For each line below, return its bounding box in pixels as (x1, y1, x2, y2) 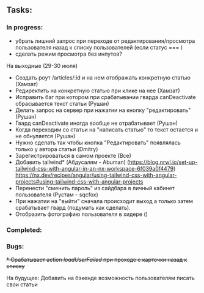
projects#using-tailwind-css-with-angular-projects (15, 177, 144, 185)
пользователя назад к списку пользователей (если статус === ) (15, 43, 183, 51)
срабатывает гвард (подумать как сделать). (15, 204, 131, 211)
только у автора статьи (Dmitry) (15, 145, 98, 152)
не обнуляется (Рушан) (15, 132, 76, 139)
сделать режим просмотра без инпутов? (15, 50, 122, 57)
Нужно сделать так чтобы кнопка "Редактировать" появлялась (15, 139, 181, 146)
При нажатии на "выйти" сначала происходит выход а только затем (15, 197, 194, 204)
